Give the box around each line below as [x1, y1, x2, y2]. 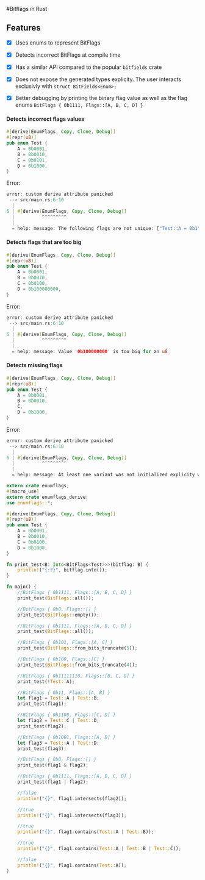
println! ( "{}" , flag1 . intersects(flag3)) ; [17, 812, 127, 818]
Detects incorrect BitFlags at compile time [15, 51, 121, 59]
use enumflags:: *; [6, 499, 53, 506]
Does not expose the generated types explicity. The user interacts [15, 76, 182, 83]
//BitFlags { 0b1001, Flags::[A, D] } [17, 734, 116, 740]
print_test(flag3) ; [17, 745, 67, 752]
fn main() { [6, 584, 37, 590]
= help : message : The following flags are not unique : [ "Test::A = [12, 225, 187, 231]
